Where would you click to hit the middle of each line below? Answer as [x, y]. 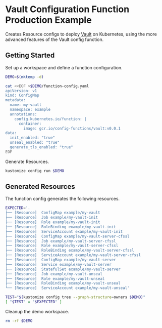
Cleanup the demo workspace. [37, 311]
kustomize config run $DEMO [35, 171]
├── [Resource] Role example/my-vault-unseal [55, 279]
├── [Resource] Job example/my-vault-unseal [54, 274]
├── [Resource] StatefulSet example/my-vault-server [63, 269]
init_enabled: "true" [33, 138]
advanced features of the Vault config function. [55, 39]
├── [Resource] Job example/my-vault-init [52, 218]
